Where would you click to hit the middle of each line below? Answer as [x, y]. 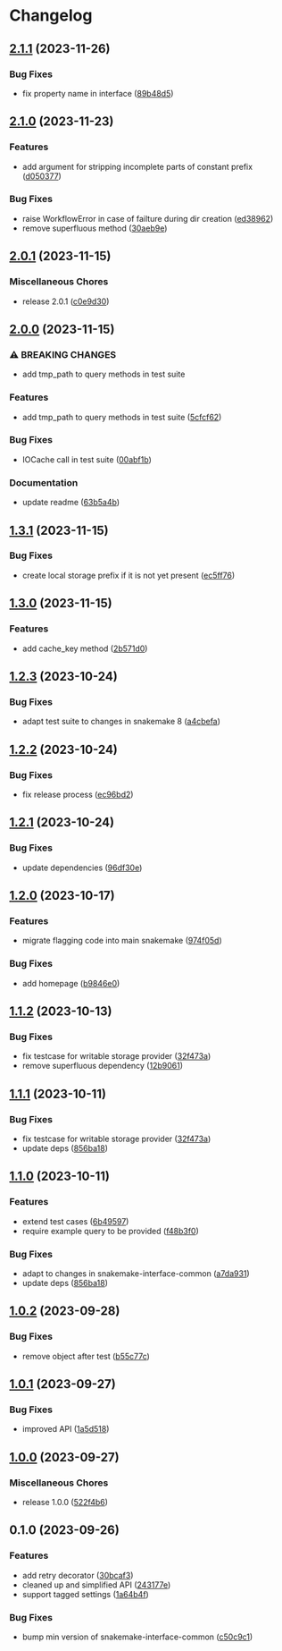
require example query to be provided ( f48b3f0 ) [110, 1231]
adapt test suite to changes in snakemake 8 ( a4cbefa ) [121, 722]
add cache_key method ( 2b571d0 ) [85, 648]
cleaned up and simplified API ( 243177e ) [96, 1585]
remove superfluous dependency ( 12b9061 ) [103, 1066]
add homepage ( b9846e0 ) [71, 983]
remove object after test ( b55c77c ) [86, 1356]
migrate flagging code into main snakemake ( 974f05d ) [122, 941]
